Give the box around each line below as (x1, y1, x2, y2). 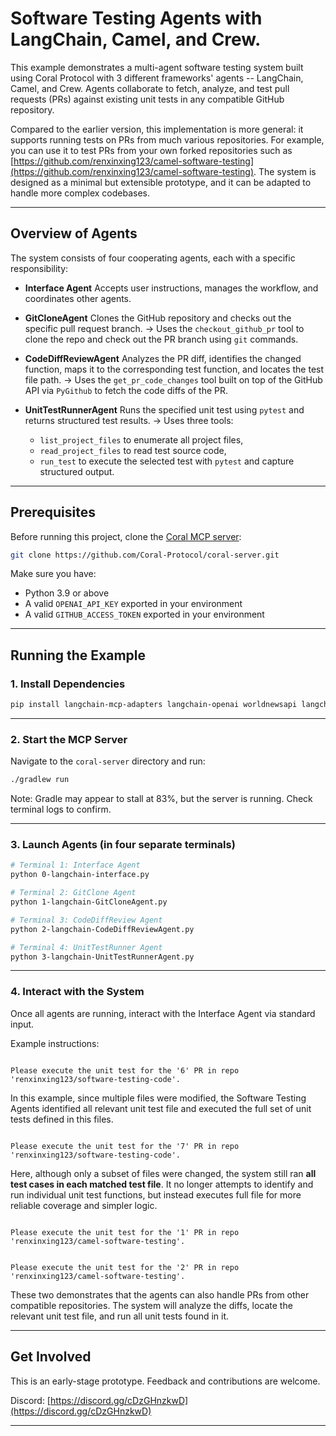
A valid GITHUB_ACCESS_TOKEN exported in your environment (24, 608, 265, 621)
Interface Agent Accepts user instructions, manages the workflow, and (24, 282, 319, 294)
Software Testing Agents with (10, 7, 263, 30)
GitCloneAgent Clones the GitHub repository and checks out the (24, 312, 292, 324)
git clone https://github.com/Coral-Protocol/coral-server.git (10, 550, 280, 560)
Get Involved (10, 1348, 92, 1366)
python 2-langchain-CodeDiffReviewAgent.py (10, 924, 195, 934)
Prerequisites (10, 504, 96, 521)
